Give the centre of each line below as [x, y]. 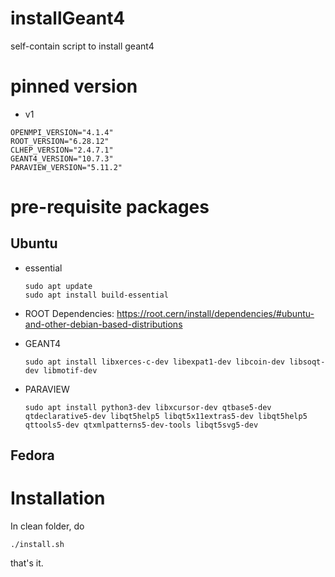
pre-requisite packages [110, 207]
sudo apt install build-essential [96, 295]
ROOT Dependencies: [69, 313]
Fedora [32, 455]
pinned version [74, 86]
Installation [58, 498]
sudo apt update [58, 286]
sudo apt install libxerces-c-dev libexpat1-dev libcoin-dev [155, 362]
